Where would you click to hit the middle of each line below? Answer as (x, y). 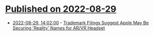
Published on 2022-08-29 (61, 9)
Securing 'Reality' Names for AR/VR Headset (59, 28)
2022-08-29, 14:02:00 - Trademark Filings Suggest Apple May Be (81, 23)
